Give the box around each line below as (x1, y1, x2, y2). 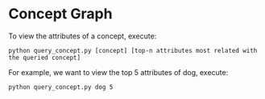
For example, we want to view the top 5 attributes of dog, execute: (8, 67, 229, 77)
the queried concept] (8, 53, 81, 61)
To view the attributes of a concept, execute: (8, 31, 157, 41)
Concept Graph (8, 5, 113, 23)
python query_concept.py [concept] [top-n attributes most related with (8, 46, 258, 54)
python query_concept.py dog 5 (8, 83, 114, 91)
